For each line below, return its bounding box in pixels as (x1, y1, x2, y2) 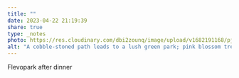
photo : (7, 37, 27, 44)
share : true (7, 23, 43, 30)
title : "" (7, 10, 37, 18)
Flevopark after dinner (7, 63, 73, 71)
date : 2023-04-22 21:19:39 (7, 17, 87, 24)
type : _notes (7, 30, 46, 38)
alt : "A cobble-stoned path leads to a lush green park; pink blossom (7, 43, 221, 50)
